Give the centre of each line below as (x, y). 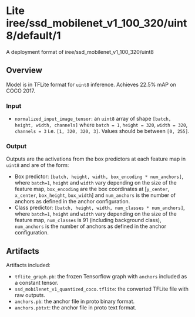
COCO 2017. (21, 91)
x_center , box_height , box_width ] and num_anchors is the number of (95, 195)
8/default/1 (33, 36)
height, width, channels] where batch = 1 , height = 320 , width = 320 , (101, 125)
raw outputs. (30, 295)
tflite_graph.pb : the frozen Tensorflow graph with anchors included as (101, 277)
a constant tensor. (36, 283)
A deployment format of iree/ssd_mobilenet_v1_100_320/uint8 (80, 52)
